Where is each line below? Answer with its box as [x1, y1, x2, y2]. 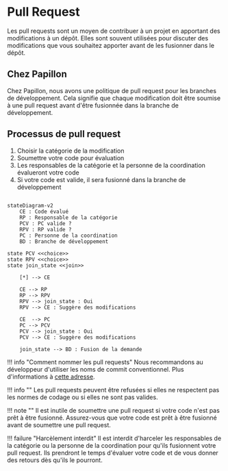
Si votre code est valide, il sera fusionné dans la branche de [16, 175, 186, 183]
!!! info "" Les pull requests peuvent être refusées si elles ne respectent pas [7, 385, 220, 394]
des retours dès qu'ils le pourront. [7, 456, 103, 464]
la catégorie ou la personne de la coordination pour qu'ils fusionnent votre [7, 441, 216, 449]
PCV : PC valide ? [19, 220, 72, 227]
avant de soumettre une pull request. [7, 420, 111, 429]
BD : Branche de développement [19, 238, 109, 245]
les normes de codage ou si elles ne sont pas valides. [7, 393, 159, 401]
